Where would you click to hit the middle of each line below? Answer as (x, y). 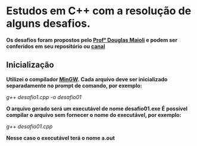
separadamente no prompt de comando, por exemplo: (74, 85)
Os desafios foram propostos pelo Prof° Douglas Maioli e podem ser (92, 40)
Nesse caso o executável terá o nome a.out (60, 138)
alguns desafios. (49, 23)
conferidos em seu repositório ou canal (56, 46)
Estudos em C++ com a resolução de (99, 11)
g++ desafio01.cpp (29, 126)
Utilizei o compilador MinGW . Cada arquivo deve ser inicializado (87, 79)
